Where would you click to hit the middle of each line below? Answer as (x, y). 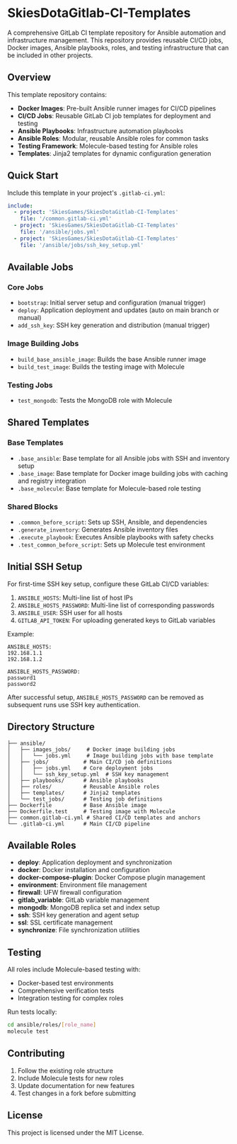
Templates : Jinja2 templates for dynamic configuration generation (114, 153)
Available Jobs (40, 267)
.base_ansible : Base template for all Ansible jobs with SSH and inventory (123, 458)
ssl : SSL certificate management (65, 922)
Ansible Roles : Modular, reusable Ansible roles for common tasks (113, 138)
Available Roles (42, 845)
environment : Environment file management (82, 885)
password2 (22, 684)
